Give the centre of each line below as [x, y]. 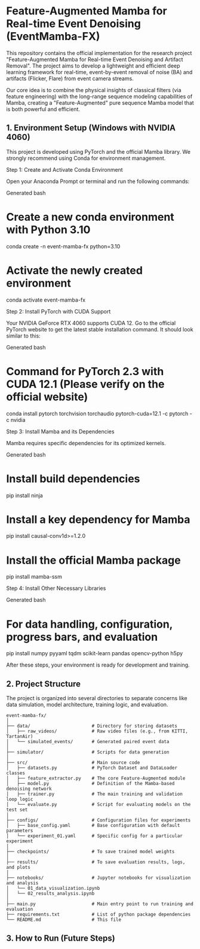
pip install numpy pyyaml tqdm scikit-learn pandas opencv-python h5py [95, 653]
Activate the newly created [75, 270]
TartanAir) [20, 737]
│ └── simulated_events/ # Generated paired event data [88, 742]
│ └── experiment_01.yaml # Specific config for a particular [95, 836]
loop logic [20, 799]
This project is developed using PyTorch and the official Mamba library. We [99, 151]
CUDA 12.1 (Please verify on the [85, 384]
